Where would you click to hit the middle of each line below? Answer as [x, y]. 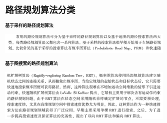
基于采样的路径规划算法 [29, 25]
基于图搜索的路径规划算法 [31, 63]
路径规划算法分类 [40, 10]
